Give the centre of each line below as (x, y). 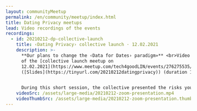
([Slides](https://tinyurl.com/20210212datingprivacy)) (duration (104, 72)
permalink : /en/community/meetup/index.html (61, 17)
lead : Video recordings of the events (53, 28)
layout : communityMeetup (36, 12)
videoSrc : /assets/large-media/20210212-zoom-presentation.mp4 (95, 93)
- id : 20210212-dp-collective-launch (57, 39)
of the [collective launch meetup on (67, 61)
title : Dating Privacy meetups (44, 22)
